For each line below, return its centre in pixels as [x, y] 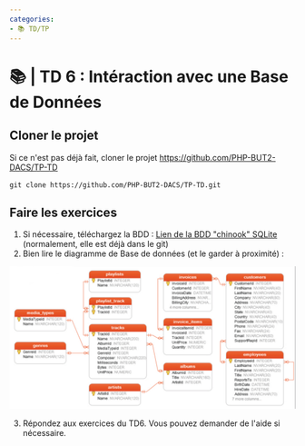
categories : [32, 19]
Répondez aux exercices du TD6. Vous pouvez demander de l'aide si [151, 423]
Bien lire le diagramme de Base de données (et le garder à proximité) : [153, 253]
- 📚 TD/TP [30, 29]
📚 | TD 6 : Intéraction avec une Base [149, 76]
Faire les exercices [64, 212]
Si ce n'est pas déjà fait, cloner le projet [84, 157]
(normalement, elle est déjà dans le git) [96, 244]
